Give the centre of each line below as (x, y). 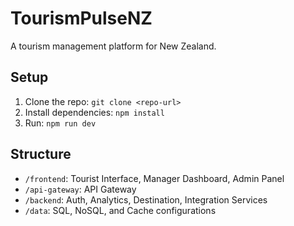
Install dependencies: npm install (94, 112)
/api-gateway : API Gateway (80, 189)
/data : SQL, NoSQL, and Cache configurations (120, 210)
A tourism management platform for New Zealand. (113, 46)
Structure (41, 154)
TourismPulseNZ (81, 18)
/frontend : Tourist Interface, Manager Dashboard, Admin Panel (154, 178)
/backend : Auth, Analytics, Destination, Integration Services (146, 199)
